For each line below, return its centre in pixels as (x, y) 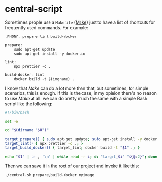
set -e (12, 121)
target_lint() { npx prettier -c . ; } (44, 144)
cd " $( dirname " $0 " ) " (27, 130)
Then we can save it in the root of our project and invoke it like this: (72, 166)
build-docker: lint (25, 75)
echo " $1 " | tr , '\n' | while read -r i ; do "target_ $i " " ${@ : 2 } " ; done (81, 157)
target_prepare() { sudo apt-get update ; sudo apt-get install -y (73, 139)
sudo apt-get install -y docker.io (50, 54)
